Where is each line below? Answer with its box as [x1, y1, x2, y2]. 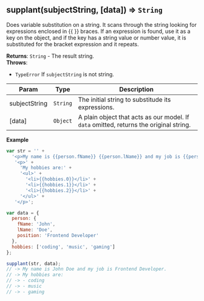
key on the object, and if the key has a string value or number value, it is [6, 34, 186, 41]
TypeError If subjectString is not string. [15, 70, 114, 78]
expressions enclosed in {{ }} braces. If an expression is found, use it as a [6, 27, 191, 35]
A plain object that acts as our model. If [78, 113, 189, 121]
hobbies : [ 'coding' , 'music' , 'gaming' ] [12, 244, 115, 250]
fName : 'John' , [17, 221, 56, 227]
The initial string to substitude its [78, 95, 171, 104]
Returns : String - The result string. [6, 52, 94, 60]
